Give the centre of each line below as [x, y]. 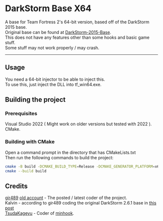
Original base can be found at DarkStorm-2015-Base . [58, 32]
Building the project [35, 100]
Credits [16, 186]
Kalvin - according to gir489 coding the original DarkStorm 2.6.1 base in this [81, 203]
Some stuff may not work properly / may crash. [52, 48]
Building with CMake [30, 142]
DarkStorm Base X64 [48, 8]
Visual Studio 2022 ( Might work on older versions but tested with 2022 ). [78, 124]
